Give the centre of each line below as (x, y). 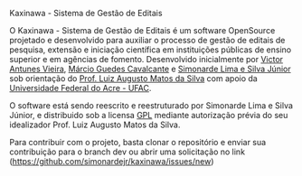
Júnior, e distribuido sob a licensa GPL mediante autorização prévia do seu (149, 115)
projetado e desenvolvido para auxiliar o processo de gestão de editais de (147, 40)
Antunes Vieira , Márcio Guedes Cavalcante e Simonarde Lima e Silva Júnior (150, 69)
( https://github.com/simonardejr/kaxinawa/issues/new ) (112, 161)
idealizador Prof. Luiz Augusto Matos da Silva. (95, 125)
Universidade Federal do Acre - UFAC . (80, 88)
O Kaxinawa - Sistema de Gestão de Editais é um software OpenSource (142, 30)
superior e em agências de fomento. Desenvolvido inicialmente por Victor (146, 59)
